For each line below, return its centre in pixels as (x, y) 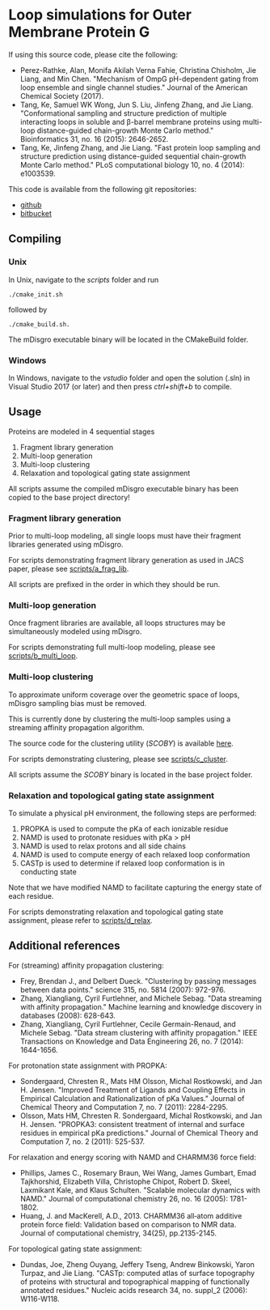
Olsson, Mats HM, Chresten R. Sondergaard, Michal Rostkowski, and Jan (141, 1116)
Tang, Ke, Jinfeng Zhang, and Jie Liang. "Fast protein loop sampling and (140, 147)
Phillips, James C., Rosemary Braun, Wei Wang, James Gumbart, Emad (138, 1172)
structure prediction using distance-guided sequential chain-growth (133, 156)
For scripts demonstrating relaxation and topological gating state (116, 912)
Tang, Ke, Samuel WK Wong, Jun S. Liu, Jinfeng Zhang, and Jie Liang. (137, 104)
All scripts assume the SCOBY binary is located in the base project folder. (131, 774)
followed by (28, 309)
